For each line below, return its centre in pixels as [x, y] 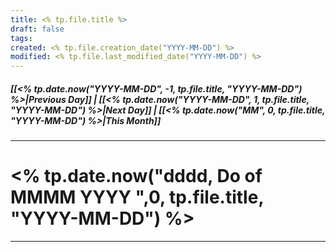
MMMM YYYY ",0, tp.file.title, [137, 197]
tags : [21, 38]
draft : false [37, 29]
